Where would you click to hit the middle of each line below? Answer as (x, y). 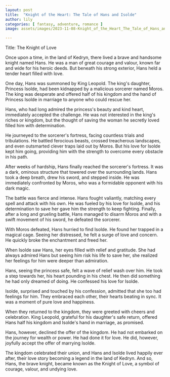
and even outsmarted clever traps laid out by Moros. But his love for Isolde (83, 146)
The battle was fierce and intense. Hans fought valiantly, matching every (81, 198)
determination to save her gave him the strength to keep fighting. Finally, (81, 209)
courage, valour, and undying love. (41, 369)
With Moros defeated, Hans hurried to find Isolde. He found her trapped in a (84, 230)
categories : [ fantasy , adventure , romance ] (54, 24)
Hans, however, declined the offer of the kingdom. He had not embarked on (84, 332)
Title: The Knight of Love (31, 48)
